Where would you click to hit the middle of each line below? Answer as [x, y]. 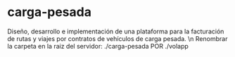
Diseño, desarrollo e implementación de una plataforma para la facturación [116, 31]
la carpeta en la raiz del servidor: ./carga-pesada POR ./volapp [98, 46]
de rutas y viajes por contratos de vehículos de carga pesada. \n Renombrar [118, 38]
